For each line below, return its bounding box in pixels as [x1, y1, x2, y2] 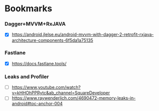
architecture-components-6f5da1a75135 [11, 37, 94, 43]
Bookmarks [4, 3, 53, 14]
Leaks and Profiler [4, 73, 49, 80]
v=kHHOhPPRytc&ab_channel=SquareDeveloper [11, 90, 110, 96]
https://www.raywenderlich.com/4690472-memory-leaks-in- [11, 95, 136, 101]
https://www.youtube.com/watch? [11, 84, 81, 90]
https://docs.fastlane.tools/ [11, 60, 67, 66]
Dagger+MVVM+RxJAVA [4, 21, 66, 28]
